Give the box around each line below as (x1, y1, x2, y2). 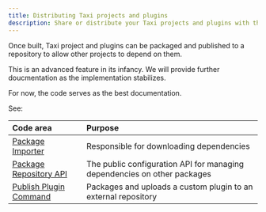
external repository (85, 191, 157, 202)
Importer (12, 146, 45, 157)
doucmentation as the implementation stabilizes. (8, 73, 166, 82)
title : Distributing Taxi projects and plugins (8, 11, 169, 20)
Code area (12, 122, 52, 133)
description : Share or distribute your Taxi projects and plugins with (8, 19, 249, 27)
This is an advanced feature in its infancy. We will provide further (8, 64, 220, 74)
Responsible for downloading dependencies (85, 140, 251, 151)
